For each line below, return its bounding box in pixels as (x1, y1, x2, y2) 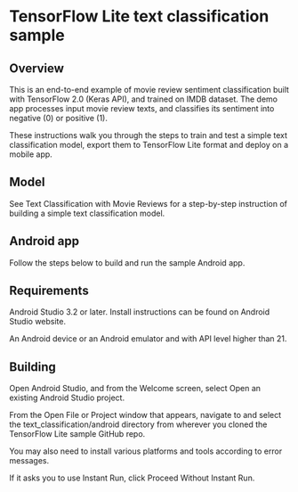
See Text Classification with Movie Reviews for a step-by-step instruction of (9, 198, 287, 209)
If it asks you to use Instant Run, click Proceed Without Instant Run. (9, 472, 255, 483)
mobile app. (9, 149, 53, 160)
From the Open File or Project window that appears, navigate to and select (9, 410, 282, 421)
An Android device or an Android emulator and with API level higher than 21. (9, 333, 287, 344)
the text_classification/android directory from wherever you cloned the (9, 419, 268, 430)
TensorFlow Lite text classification (9, 6, 270, 27)
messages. (9, 455, 50, 466)
